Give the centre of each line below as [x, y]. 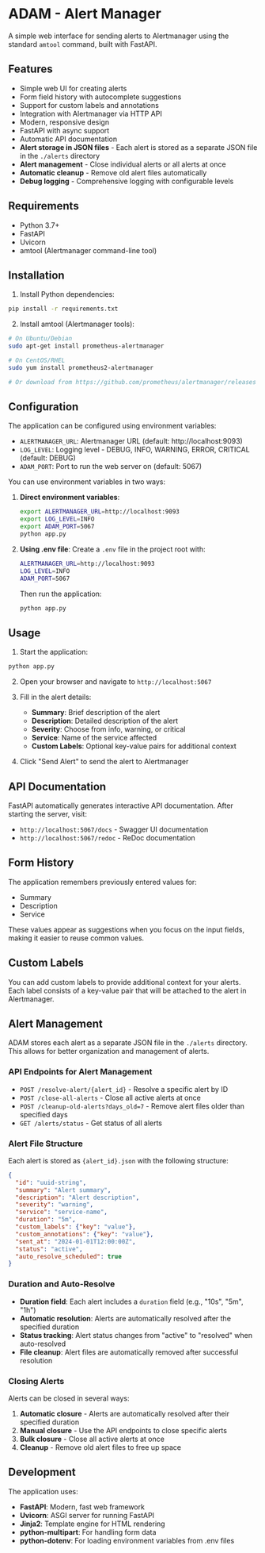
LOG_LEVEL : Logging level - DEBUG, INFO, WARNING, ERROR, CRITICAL [135, 450]
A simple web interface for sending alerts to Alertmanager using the [119, 36]
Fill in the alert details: [55, 697]
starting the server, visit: [47, 813]
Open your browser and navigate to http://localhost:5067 [115, 682]
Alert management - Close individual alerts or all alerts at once [123, 164]
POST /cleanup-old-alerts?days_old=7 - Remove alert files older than [132, 1106]
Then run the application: [61, 594]
